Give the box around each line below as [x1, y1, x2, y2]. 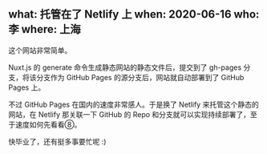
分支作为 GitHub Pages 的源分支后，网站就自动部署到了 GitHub [35, 72, 245, 82]
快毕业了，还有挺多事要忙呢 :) [8, 136, 107, 146]
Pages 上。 [8, 83, 46, 92]
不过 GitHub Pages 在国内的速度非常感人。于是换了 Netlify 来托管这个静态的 [8, 99, 259, 109]
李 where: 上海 [8, 22, 81, 36]
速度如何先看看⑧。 [14, 120, 82, 129]
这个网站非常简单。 [8, 45, 72, 55]
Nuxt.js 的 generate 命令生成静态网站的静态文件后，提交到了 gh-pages [8, 63, 242, 72]
